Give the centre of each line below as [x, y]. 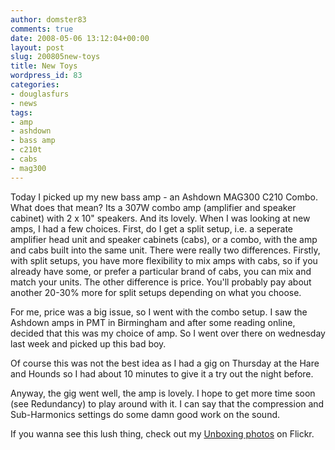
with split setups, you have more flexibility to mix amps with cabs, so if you [164, 260]
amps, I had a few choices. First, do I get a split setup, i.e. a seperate [151, 228]
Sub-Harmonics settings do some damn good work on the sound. [145, 414]
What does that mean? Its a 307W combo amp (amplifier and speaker [153, 207]
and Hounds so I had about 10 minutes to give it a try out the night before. [162, 373]
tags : [21, 112]
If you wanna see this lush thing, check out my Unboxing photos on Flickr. [162, 433]
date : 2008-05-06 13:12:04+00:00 [80, 38]
